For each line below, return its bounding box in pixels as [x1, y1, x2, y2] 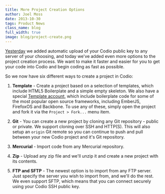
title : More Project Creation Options [5, 7, 85, 12]
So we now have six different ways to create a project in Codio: [5, 73, 133, 79]
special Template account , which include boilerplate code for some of [12, 93, 154, 99]
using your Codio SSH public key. [12, 183, 80, 189]
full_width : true [5, 30, 41, 35]
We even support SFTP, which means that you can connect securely [12, 178, 151, 184]
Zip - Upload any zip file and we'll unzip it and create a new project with [12, 153, 159, 159]
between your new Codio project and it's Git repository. [12, 134, 125, 140]
